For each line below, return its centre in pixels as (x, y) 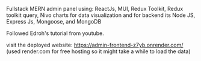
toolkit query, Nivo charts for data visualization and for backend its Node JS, (101, 15)
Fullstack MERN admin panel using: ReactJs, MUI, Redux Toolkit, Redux (95, 9)
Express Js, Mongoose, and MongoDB (54, 21)
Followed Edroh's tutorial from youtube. (55, 33)
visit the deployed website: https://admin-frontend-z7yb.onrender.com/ (95, 45)
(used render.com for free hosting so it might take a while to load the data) (98, 51)
